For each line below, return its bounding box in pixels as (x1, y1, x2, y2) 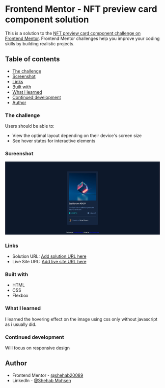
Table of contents (5, 55, 60, 64)
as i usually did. (5, 321, 37, 327)
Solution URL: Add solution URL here (12, 253, 87, 259)
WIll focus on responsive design (5, 345, 70, 351)
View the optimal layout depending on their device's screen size (12, 133, 142, 139)
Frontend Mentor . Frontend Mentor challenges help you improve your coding (5, 35, 160, 41)
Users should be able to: (5, 123, 55, 129)
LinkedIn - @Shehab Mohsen (12, 377, 71, 383)
